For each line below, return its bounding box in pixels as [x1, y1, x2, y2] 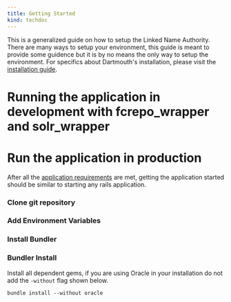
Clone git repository [7, 198, 76, 207]
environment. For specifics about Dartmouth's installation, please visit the [7, 57, 217, 66]
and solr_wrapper [7, 118, 110, 134]
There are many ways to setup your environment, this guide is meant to [7, 43, 210, 51]
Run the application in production [7, 150, 202, 166]
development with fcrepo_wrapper [7, 104, 210, 120]
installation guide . [7, 65, 57, 73]
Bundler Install [7, 253, 57, 263]
